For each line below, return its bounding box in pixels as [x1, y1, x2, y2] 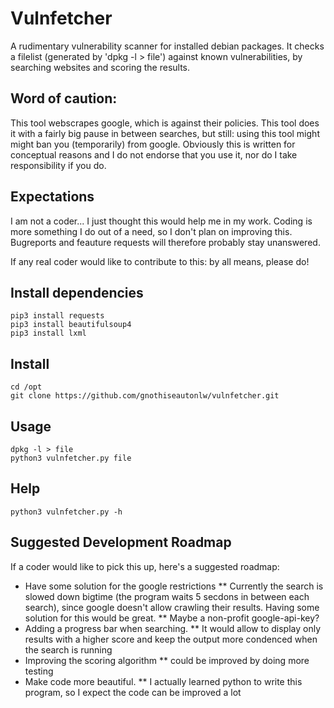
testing [24, 665, 54, 677]
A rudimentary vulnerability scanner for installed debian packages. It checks [10, 40, 325, 52]
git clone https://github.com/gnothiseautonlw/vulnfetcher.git [10, 391, 280, 401]
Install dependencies [10, 284, 144, 301]
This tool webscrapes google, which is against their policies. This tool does [10, 117, 320, 129]
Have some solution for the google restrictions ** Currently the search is [24, 580, 324, 592]
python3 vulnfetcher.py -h [10, 507, 123, 517]
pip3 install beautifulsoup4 [10, 320, 132, 330]
